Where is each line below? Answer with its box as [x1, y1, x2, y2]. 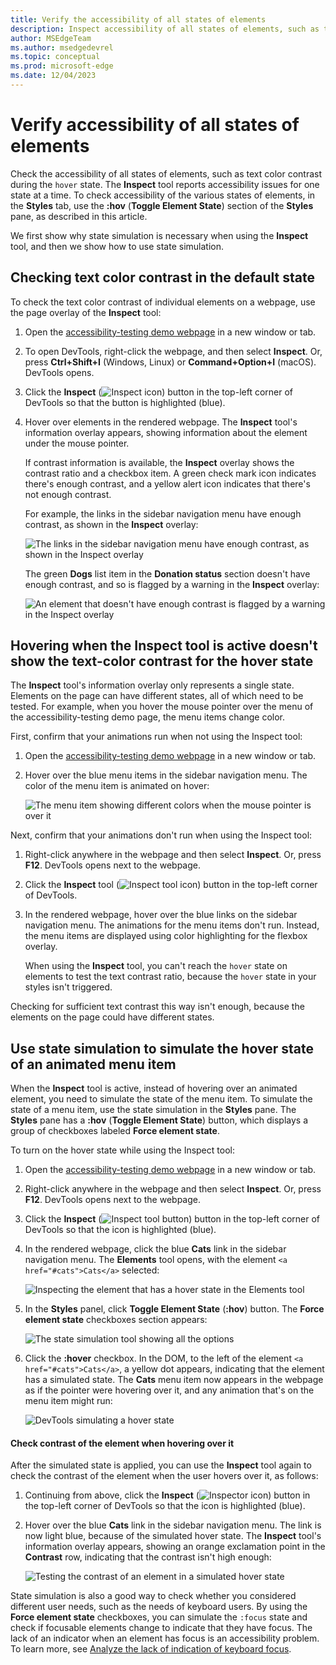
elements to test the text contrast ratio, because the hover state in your [24, 971, 317, 983]
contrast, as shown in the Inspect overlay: [24, 518, 199, 530]
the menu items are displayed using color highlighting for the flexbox [24, 930, 308, 942]
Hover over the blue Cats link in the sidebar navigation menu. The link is [24, 1519, 322, 1531]
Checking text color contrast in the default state [10, 269, 315, 286]
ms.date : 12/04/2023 [10, 71, 97, 81]
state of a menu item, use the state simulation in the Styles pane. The [10, 1104, 297, 1116]
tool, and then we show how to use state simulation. [10, 240, 225, 252]
